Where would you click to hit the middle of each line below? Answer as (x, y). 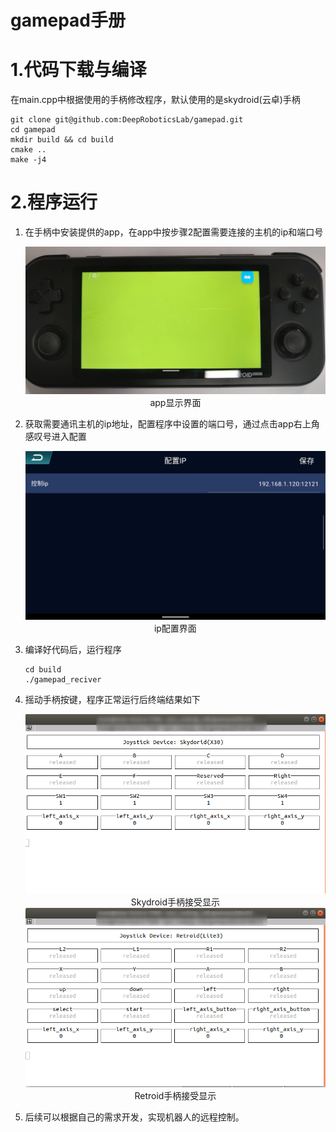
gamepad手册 (68, 20)
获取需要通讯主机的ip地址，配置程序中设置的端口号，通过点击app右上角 (172, 423)
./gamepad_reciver (63, 680)
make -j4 (28, 160)
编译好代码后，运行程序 (73, 650)
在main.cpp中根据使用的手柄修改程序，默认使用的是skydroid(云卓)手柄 (155, 100)
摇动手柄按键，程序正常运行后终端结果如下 (112, 700)
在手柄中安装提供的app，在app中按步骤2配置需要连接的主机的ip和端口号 (174, 232)
